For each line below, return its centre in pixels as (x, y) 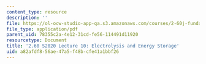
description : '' (27, 18)
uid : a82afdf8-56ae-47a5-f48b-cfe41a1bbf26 (63, 52)
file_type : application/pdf (42, 29)
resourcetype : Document (37, 40)
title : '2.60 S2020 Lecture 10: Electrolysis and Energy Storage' (93, 46)
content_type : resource (37, 12)
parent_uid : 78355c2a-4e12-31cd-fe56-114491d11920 (72, 35)
